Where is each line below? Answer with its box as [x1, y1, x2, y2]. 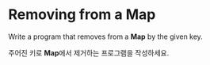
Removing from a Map [8, 6, 156, 24]
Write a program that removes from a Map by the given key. [8, 32, 204, 41]
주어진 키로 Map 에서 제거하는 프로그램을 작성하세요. [8, 48, 170, 57]
